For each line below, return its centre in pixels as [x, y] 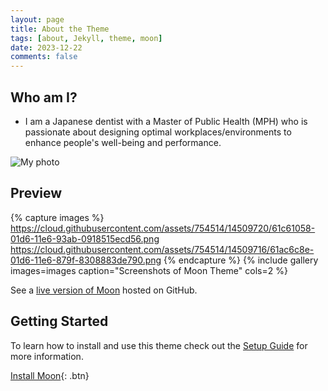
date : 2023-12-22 [46, 47]
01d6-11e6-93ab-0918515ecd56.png [85, 238]
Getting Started [59, 321]
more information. [47, 356]
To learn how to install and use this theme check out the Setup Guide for [159, 345]
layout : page [37, 19]
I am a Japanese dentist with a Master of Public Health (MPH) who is [166, 121]
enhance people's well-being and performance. [123, 142]
